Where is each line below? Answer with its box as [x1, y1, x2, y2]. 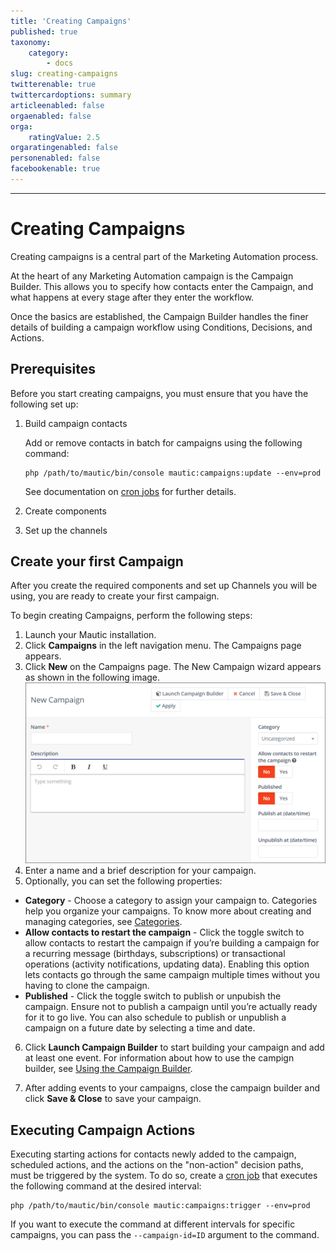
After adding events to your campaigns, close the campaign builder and [24, 1082, 321, 1094]
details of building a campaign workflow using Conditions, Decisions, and [10, 321, 313, 333]
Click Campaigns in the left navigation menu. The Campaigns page [24, 640, 302, 652]
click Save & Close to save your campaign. [24, 1093, 202, 1105]
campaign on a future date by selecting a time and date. [24, 1022, 256, 1034]
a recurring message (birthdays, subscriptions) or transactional [24, 948, 286, 960]
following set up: [10, 398, 79, 410]
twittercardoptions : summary [10, 90, 132, 100]
